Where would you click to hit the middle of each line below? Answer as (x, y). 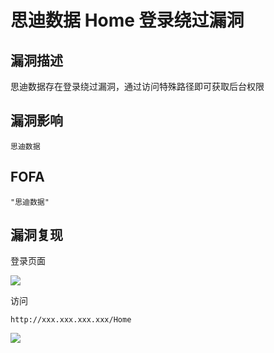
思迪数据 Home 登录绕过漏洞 (127, 20)
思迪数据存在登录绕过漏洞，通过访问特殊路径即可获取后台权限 (137, 86)
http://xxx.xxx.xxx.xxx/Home (71, 320)
